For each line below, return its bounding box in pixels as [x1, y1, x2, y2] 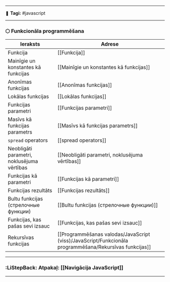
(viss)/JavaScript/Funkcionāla [57, 237, 129, 244]
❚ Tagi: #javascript [5, 10, 46, 16]
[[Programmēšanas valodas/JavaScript [57, 231, 150, 238]
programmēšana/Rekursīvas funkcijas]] [57, 243, 151, 250]
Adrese [101, 41, 119, 48]
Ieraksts [20, 41, 40, 48]
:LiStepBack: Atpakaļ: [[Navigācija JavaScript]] [5, 264, 124, 271]
